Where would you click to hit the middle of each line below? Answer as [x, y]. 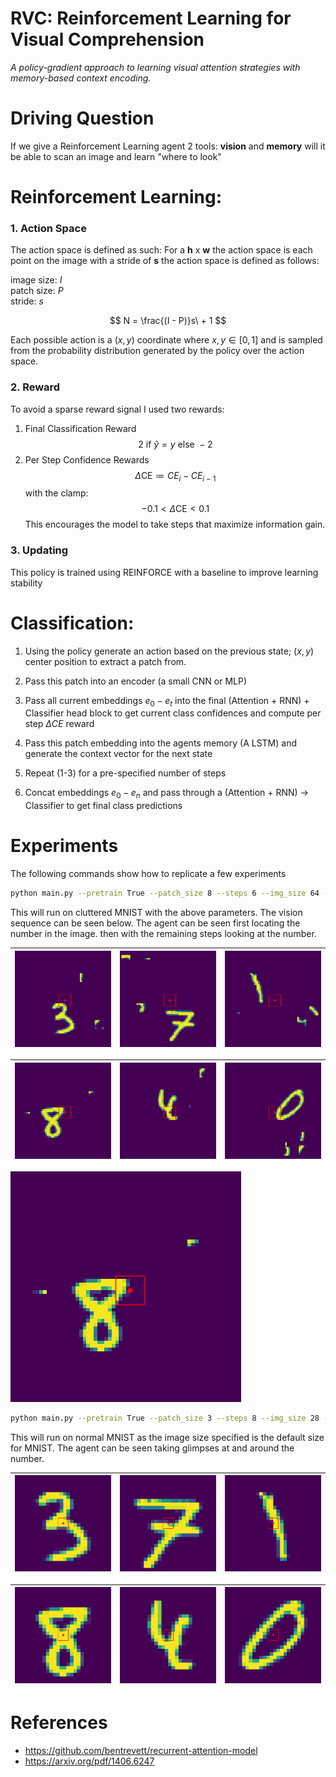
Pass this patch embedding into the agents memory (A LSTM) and [161, 743]
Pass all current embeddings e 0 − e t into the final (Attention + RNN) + [167, 701]
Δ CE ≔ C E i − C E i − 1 [175, 476]
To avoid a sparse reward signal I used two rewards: [117, 409]
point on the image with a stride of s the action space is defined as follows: [165, 261]
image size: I [36, 280]
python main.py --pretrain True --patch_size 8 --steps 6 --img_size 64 [165, 893]
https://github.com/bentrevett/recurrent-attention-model [141, 1750]
